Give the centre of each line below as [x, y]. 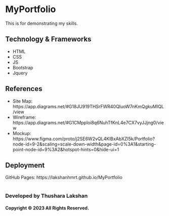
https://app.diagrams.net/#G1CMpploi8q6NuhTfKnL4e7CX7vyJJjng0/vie [88, 122]
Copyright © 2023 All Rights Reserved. [47, 208]
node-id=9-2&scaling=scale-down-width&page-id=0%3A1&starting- [84, 144]
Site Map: [23, 101]
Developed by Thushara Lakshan [47, 196]
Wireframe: [24, 117]
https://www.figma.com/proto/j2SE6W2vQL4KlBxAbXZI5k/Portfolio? [84, 139]
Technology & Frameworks [48, 39]
